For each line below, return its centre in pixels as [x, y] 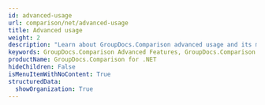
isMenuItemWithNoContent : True [60, 74]
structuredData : [35, 81]
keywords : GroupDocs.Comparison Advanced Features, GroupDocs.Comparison [132, 52]
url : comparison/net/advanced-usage [68, 23]
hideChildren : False [42, 67]
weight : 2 [24, 37]
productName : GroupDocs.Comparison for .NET [82, 60]
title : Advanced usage [45, 30]
